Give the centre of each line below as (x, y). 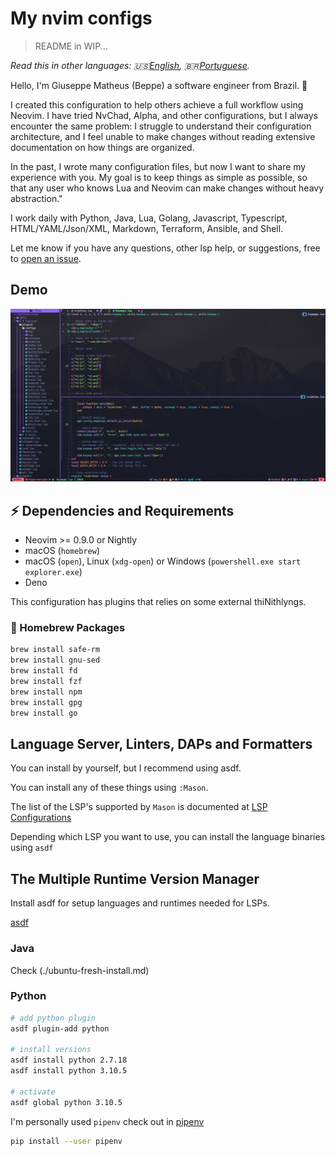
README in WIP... (71, 46)
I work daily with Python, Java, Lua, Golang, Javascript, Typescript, (149, 218)
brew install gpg (46, 702)
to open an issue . (46, 258)
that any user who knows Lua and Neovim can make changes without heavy (167, 188)
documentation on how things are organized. (102, 147)
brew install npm (46, 692)
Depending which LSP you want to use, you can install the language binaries (168, 837)
